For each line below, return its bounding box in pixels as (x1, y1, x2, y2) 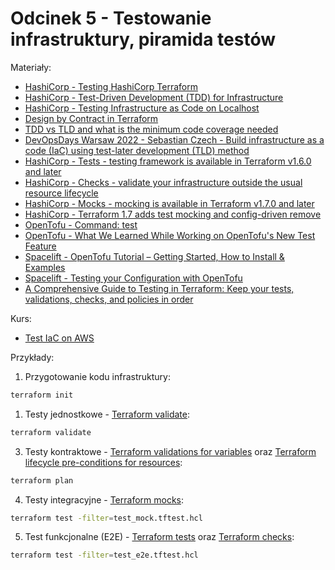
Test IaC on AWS (24, 332, 95, 344)
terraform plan (10, 475, 74, 486)
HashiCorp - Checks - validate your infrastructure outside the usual (24, 176, 303, 188)
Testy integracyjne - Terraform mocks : (24, 493, 185, 506)
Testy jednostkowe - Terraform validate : (24, 408, 191, 420)
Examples (24, 261, 66, 273)
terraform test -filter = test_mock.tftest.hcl (10, 513, 203, 523)
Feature (24, 240, 57, 252)
